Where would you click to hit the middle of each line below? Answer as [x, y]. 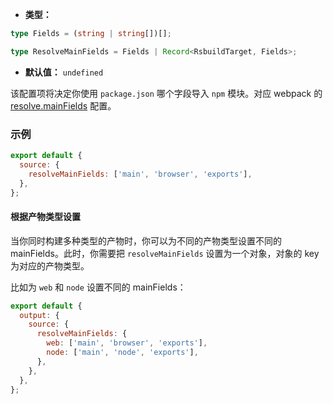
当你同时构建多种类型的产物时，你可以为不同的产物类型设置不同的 [146, 240]
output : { [39, 315]
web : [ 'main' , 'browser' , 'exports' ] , [127, 343]
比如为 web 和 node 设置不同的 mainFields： [98, 287]
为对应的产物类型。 [50, 265]
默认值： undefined [64, 72]
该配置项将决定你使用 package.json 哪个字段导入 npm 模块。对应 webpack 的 [166, 93]
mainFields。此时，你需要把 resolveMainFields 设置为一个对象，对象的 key [165, 253]
